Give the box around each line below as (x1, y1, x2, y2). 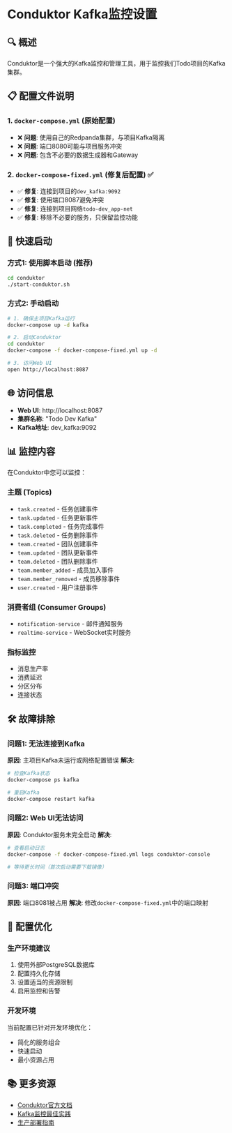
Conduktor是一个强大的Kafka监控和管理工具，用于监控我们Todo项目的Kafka (7, 59, 226, 67)
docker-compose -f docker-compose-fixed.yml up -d (7, 347, 157, 354)
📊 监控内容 (7, 446, 56, 458)
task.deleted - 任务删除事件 (17, 531, 99, 539)
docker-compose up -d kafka (7, 322, 89, 329)
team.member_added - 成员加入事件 (17, 566, 114, 574)
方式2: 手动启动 (7, 299, 59, 308)
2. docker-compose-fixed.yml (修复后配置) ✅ (7, 170, 154, 179)
